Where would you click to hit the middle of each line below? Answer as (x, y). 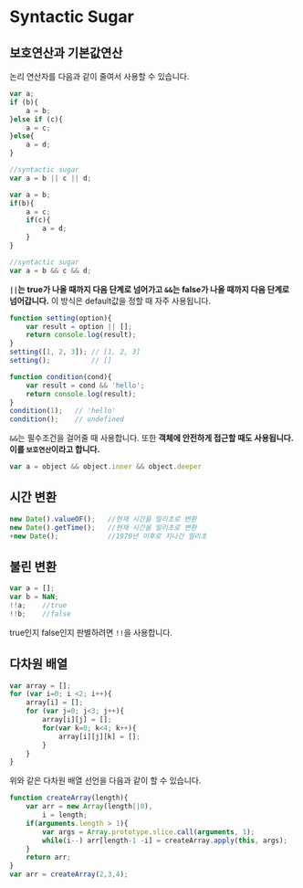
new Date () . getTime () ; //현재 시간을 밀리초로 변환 (104, 527)
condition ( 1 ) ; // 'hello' (63, 411)
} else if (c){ (37, 119)
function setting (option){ (61, 318)
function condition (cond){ (61, 376)
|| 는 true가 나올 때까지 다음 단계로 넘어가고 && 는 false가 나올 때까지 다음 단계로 (150, 289)
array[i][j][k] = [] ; (99, 736)
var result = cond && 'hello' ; (85, 386)
